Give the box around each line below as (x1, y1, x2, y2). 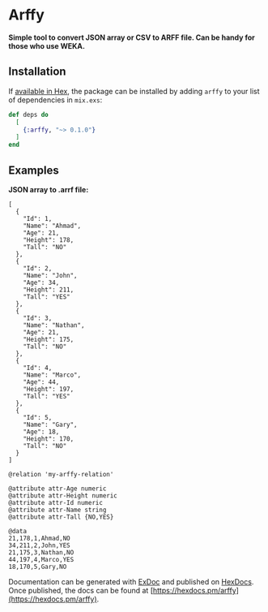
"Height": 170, (23, 434, 74, 443)
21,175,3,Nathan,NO (8, 548, 74, 557)
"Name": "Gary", (23, 420, 79, 429)
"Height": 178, (23, 235, 74, 244)
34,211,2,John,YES (8, 541, 70, 550)
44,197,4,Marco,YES (8, 555, 74, 563)
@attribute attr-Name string (8, 506, 107, 514)
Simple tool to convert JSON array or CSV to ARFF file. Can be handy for (8, 32, 255, 42)
